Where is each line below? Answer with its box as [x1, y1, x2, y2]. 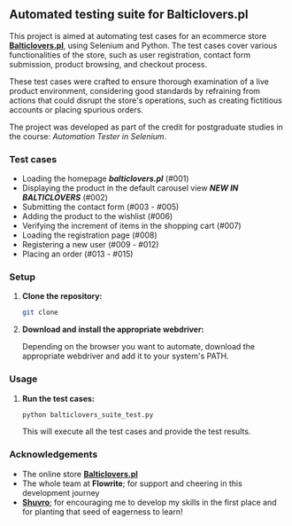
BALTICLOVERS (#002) [21, 192, 109, 203]
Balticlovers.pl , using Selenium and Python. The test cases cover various [9, 40, 278, 51]
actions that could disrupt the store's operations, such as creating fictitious [9, 95, 283, 106]
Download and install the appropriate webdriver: [21, 324, 204, 335]
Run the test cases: [21, 393, 96, 404]
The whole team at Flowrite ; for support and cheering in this [21, 478, 243, 489]
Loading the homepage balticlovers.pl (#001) [21, 173, 189, 184]
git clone [21, 308, 59, 318]
